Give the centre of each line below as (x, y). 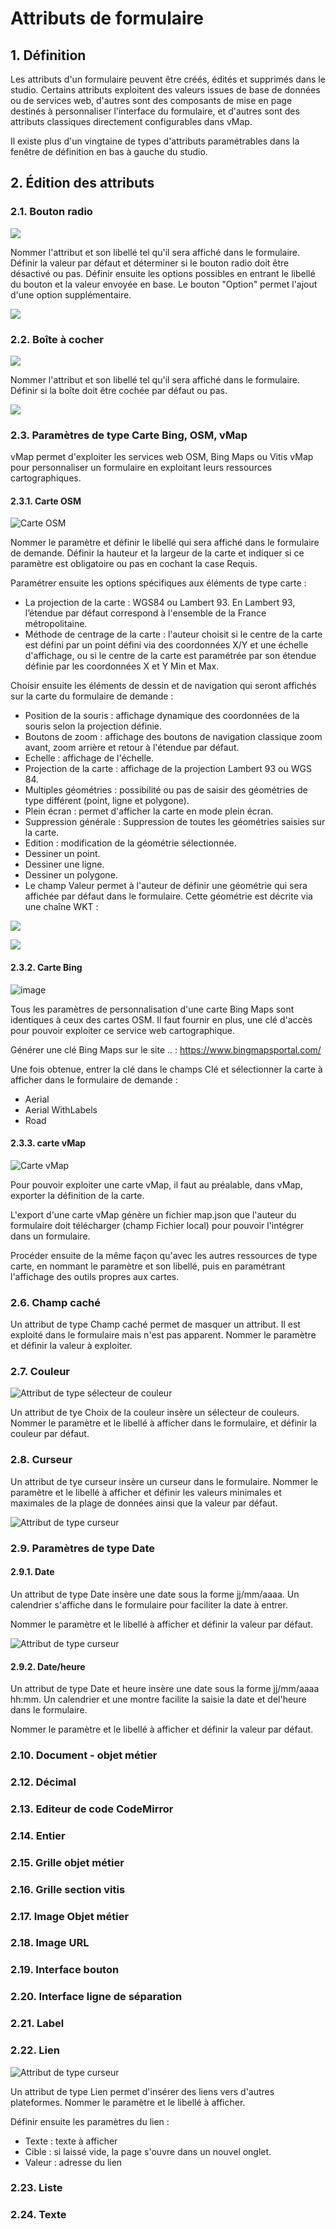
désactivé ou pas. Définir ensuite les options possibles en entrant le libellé (163, 273)
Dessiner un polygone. (71, 875)
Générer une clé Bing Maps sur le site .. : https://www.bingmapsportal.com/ (166, 1049)
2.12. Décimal (43, 1782)
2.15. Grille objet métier (67, 1862)
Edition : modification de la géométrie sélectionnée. (130, 843)
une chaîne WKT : (61, 907)
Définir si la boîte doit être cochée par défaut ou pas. (119, 390)
